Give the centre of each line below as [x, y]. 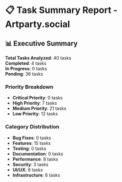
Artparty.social [38, 24]
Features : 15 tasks [32, 143]
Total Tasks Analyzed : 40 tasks [38, 58]
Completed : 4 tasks [26, 63]
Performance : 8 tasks [35, 159]
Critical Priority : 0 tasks [37, 98]
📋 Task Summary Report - [62, 10]
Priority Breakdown [29, 87]
